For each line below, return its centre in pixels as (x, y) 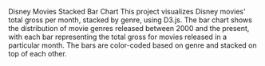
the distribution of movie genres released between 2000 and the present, (129, 28)
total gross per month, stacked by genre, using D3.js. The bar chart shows (131, 20)
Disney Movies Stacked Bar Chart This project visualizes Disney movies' (127, 12)
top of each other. (38, 54)
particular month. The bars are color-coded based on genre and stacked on (132, 45)
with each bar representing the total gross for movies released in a (118, 37)
